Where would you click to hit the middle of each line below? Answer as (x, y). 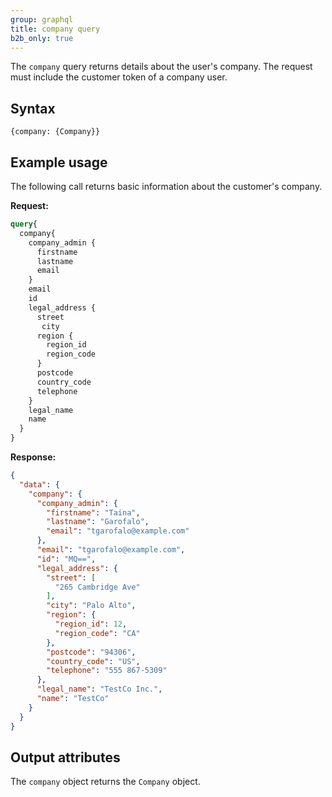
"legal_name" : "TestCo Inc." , (99, 689)
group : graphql (42, 19)
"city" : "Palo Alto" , (91, 606)
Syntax (33, 108)
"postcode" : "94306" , (91, 652)
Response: (33, 457)
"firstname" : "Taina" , (93, 512)
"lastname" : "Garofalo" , (98, 522)
